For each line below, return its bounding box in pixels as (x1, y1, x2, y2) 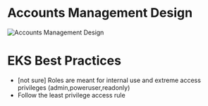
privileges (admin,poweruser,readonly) (17, 83, 130, 92)
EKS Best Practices (7, 53, 122, 69)
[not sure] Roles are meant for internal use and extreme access (17, 76, 201, 84)
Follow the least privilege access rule (17, 91, 126, 99)
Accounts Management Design (7, 5, 192, 21)
